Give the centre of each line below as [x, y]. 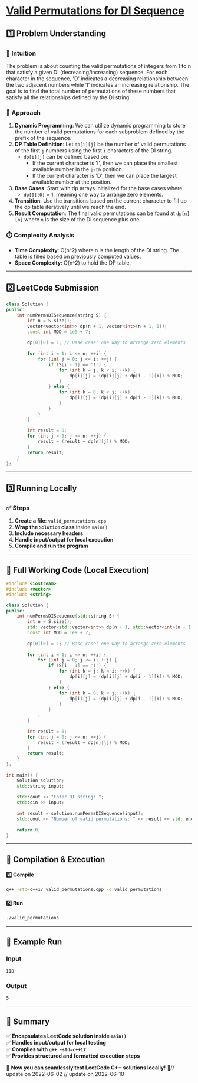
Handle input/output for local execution [64, 540]
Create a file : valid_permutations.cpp [60, 521]
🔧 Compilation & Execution [56, 859]
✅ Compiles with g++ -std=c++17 [46, 1049]
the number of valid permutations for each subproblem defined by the [99, 132]
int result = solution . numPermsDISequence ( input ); [80, 814]
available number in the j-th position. [78, 169]
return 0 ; [29, 830]
